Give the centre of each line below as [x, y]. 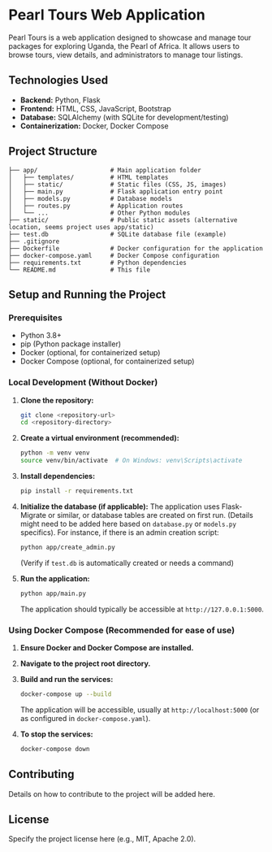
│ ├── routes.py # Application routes [96, 206]
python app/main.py [53, 593]
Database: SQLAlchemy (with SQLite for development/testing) [124, 117]
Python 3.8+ [41, 336]
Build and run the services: [67, 679]
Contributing [41, 774]
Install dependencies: [58, 476]
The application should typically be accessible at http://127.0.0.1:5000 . [142, 609]
